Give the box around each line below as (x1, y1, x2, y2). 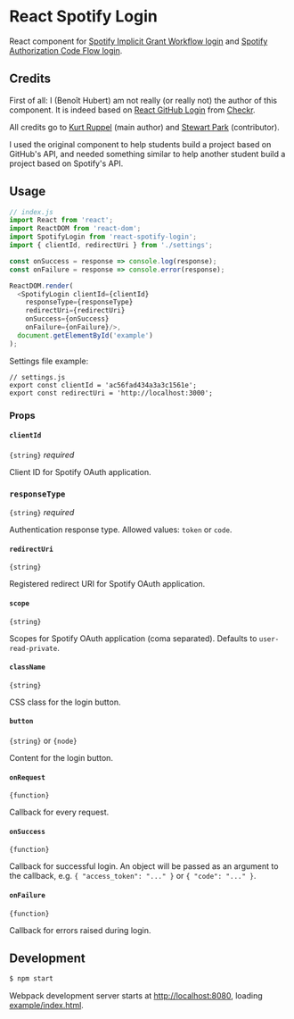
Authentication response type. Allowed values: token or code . (9, 524, 233, 535)
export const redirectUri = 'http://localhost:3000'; (9, 388, 214, 397)
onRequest (9, 773, 46, 782)
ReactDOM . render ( (9, 281, 74, 290)
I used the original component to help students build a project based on (9, 138, 272, 149)
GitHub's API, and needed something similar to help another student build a (9, 148, 286, 159)
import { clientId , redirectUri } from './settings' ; (9, 241, 214, 250)
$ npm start (9, 974, 53, 983)
